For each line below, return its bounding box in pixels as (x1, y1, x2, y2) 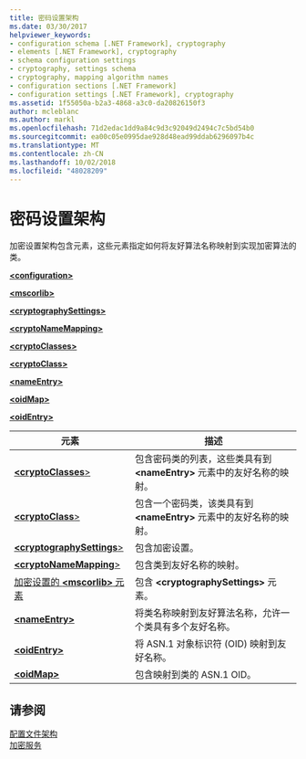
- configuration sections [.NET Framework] (9, 81, 178, 90)
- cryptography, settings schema (9, 65, 137, 74)
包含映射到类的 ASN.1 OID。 (135, 669, 257, 681)
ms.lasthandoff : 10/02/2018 (9, 157, 117, 167)
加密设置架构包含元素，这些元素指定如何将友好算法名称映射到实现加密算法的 (9, 240, 297, 251)
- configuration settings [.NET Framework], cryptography (9, 90, 234, 99)
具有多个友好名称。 (153, 620, 236, 633)
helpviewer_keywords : (9, 30, 92, 39)
